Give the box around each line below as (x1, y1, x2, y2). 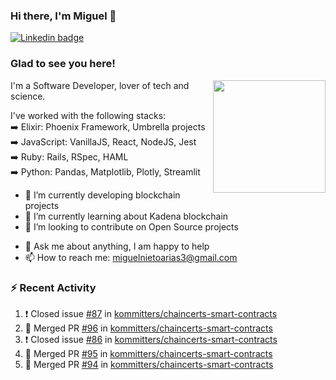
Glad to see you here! (10, 57, 116, 71)
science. (10, 90, 46, 102)
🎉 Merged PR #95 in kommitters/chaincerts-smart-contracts (24, 347, 273, 359)
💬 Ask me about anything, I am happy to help (24, 240, 210, 252)
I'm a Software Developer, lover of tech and (10, 79, 190, 91)
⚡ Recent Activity (10, 280, 97, 294)
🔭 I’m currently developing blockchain (24, 189, 181, 201)
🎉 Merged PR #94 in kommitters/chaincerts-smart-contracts (24, 358, 274, 370)
